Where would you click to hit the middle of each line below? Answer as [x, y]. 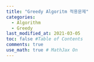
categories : [21, 17]
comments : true [25, 45]
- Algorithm [26, 22]
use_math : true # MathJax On [42, 50]
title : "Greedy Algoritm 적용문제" [47, 12]
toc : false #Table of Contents [45, 39]
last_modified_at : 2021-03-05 [43, 34]
